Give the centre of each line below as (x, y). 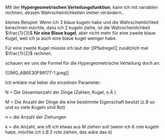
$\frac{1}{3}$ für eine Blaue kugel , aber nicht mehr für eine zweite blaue (80, 33)
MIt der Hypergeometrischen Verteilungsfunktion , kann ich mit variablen (82, 7)
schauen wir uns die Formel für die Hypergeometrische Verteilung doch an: (83, 63)
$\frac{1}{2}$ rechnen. (29, 53)
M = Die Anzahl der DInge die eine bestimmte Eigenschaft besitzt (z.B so (80, 102)
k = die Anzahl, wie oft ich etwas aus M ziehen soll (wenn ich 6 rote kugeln (82, 127)
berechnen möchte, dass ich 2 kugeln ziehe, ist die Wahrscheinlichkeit (78, 28)
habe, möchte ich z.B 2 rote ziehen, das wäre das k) (59, 132)
